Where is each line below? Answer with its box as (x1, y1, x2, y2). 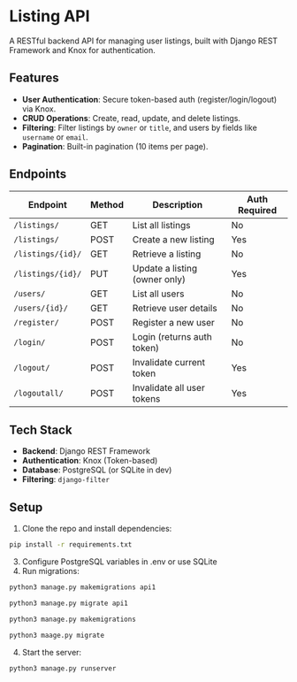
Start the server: (21, 647, 82, 657)
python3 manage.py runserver (9, 663, 117, 673)
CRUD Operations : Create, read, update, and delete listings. (21, 112, 241, 123)
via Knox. (21, 103, 57, 114)
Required (238, 203, 277, 216)
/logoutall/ (13, 387, 65, 398)
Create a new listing (132, 233, 215, 245)
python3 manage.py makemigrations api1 (9, 583, 156, 592)
